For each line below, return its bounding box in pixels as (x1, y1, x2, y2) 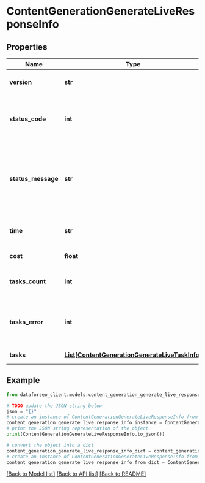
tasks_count (9, 277, 46, 286)
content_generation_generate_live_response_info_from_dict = (6, 459, 165, 465)
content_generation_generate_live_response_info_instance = (6, 420, 163, 426)
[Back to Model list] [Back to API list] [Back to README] (6, 470, 146, 477)
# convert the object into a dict (6, 442, 95, 448)
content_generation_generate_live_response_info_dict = (6, 447, 151, 454)
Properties (6, 42, 48, 52)
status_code (9, 115, 46, 123)
